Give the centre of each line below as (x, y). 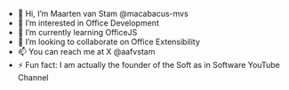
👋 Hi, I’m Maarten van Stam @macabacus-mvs (103, 14)
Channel (33, 78)
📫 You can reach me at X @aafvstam (86, 52)
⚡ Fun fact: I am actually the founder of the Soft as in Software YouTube (149, 65)
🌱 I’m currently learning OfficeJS (77, 32)
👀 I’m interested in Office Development (88, 23)
